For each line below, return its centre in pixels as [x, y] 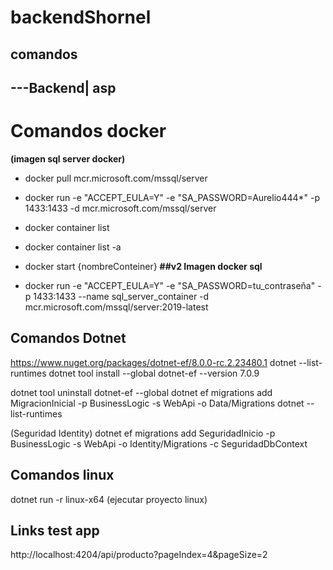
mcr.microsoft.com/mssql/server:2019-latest [116, 307]
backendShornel [81, 17]
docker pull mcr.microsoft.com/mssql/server [116, 178]
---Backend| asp [63, 87]
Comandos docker [88, 131]
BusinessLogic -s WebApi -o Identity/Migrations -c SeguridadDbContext [159, 443]
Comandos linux [62, 475]
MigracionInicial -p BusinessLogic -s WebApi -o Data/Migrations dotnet [157, 403]
